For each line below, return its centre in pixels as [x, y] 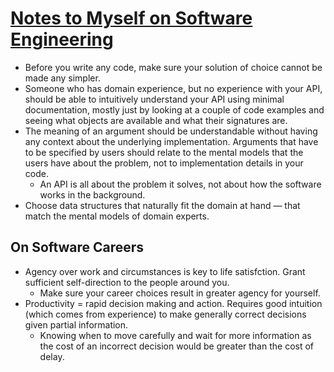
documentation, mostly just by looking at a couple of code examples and [174, 109]
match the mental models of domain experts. [117, 216]
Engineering [62, 39]
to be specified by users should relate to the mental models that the [164, 152]
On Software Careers [77, 247]
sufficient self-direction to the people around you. [127, 282]
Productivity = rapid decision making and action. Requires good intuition [173, 303]
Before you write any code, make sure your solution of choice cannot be [173, 67]
